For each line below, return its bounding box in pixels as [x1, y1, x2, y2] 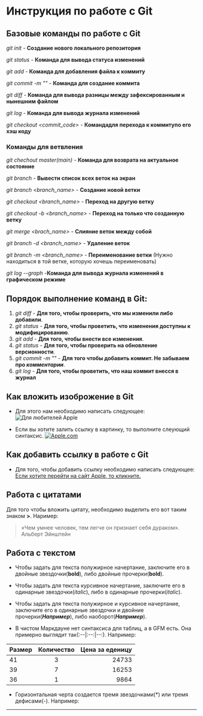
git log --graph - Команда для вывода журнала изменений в [6, 269, 164, 277]
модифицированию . [14, 329, 69, 337]
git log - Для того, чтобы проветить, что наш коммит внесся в [14, 367, 179, 375]
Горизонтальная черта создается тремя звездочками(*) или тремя [14, 691, 188, 698]
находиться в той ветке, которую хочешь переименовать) [6, 258, 157, 265]
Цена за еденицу [80, 646, 132, 654]
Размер [9, 646, 33, 654]
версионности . [14, 348, 56, 355]
